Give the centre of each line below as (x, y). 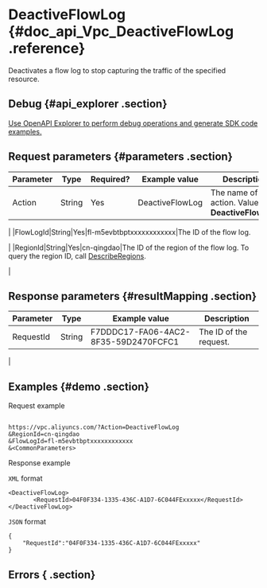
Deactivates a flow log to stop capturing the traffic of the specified (117, 70)
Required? (110, 179)
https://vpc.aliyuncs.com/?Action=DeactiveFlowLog (94, 427)
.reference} (47, 49)
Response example (39, 463)
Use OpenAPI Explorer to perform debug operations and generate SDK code (133, 123)
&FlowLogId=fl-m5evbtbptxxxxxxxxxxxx (71, 442)
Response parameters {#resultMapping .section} (132, 296)
